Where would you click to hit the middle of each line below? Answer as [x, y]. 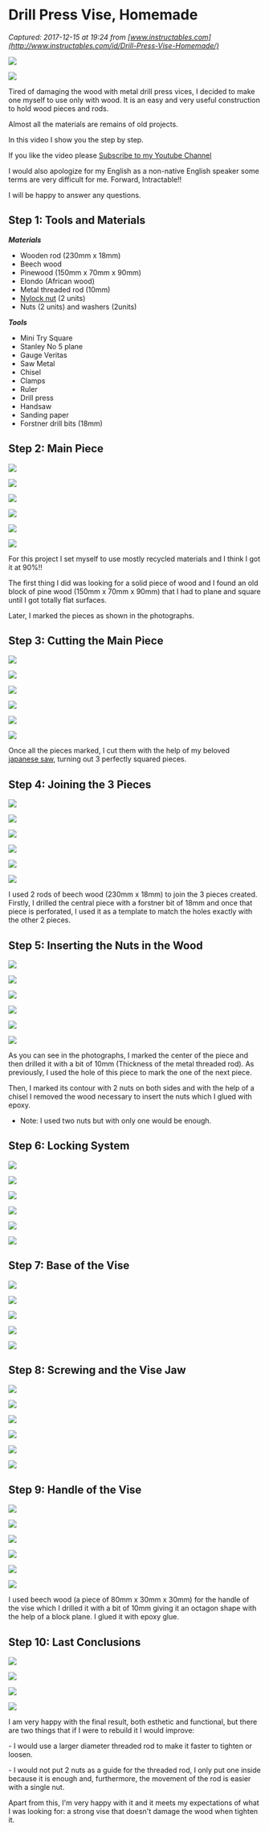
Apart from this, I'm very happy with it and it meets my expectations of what [134, 1803]
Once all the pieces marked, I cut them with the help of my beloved [119, 751]
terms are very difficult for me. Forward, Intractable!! [95, 179]
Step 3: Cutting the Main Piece [86, 640]
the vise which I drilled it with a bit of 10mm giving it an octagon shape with [132, 1608]
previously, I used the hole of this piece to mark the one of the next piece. [130, 1072]
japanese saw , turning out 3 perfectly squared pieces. [98, 759]
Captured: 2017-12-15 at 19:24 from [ [69, 37]
